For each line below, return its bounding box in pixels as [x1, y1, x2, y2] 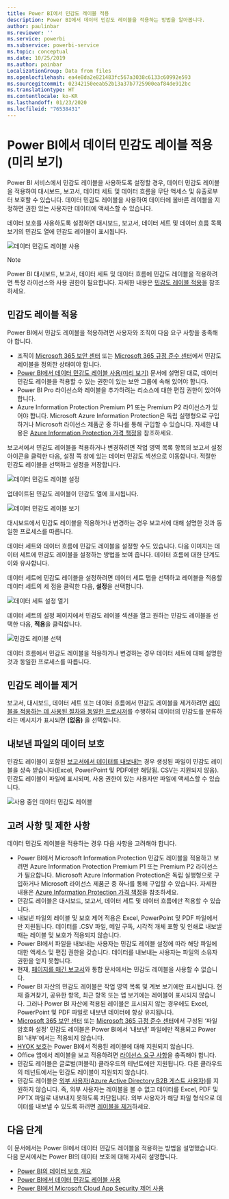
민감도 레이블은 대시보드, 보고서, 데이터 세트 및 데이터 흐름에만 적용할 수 [16, 896, 208, 905]
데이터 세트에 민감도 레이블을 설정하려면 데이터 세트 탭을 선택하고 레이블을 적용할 [7, 573, 223, 581]
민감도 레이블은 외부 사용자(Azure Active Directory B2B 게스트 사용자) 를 [16, 1076, 212, 1085]
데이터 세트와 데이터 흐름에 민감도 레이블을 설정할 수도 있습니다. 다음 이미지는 [7, 542, 213, 550]
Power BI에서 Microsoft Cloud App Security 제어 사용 [16, 1184, 164, 1192]
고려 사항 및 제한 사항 [7, 820, 90, 832]
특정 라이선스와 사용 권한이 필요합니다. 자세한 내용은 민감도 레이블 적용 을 [14, 278, 208, 287]
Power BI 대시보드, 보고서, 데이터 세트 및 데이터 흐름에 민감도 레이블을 [7, 269, 194, 278]
